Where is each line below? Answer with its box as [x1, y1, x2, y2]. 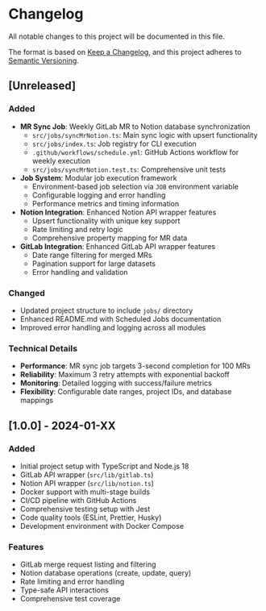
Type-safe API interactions [19, 585, 109, 595]
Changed [8, 287, 46, 298]
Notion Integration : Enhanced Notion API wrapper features [19, 207, 217, 217]
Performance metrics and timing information [31, 198, 180, 208]
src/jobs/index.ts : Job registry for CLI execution [31, 139, 197, 148]
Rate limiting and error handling [19, 577, 125, 587]
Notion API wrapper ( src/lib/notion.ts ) [19, 478, 155, 488]
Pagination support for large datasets [31, 259, 156, 268]
